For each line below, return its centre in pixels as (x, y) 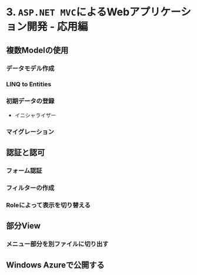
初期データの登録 (30, 101)
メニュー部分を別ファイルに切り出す (57, 244)
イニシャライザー (35, 115)
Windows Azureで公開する (55, 265)
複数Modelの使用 (37, 50)
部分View (24, 226)
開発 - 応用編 (57, 27)
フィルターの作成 (30, 188)
